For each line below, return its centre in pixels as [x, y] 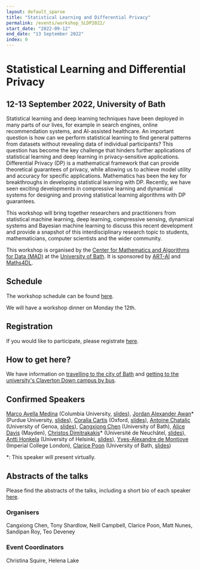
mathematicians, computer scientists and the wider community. [84, 238]
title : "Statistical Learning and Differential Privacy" [79, 17]
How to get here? [39, 360]
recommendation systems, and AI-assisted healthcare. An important [90, 131]
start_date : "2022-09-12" [38, 28]
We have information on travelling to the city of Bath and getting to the [93, 374]
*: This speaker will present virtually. [51, 457]
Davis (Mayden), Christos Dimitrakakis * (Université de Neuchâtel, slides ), [96, 433]
